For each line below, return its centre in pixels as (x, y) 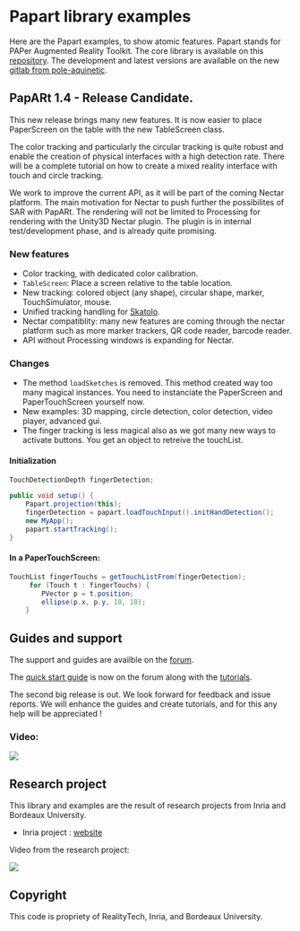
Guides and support (66, 638)
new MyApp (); (50, 521)
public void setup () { (51, 496)
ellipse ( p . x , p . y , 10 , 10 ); (94, 602)
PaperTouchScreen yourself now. (83, 402)
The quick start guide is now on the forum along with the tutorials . (131, 677)
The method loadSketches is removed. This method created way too (147, 383)
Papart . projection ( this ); (74, 504)
